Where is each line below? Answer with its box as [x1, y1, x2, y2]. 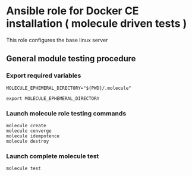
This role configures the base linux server [6, 36, 108, 43]
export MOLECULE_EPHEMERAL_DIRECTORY [6, 95, 100, 102]
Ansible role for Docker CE [6, 4, 139, 18]
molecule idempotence [6, 133, 60, 139]
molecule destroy [6, 138, 49, 144]
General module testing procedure [6, 54, 136, 64]
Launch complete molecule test [6, 152, 99, 160]
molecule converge [6, 128, 52, 134]
